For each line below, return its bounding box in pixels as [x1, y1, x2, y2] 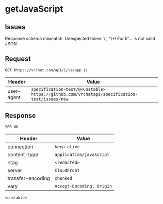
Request [5, 55, 31, 63]
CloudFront [54, 168, 80, 173]
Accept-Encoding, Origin [54, 183, 113, 189]
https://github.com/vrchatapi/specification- [31, 91, 138, 97]
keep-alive [54, 144, 80, 149]
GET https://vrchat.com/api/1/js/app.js [5, 68, 88, 72]
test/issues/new [31, 96, 69, 102]
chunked [54, 175, 73, 181]
